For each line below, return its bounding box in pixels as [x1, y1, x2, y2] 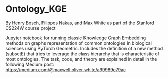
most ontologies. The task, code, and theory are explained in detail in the [5, 56, 157, 62]
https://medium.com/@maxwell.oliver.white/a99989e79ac [5, 66, 127, 73]
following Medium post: [5, 61, 54, 67]
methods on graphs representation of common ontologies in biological [5, 40, 152, 46]
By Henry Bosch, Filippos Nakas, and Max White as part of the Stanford [5, 20, 154, 26]
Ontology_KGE [5, 3, 67, 15]
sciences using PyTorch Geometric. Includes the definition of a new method [5, 45, 163, 51]
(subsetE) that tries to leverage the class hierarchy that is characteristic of [5, 51, 159, 57]
